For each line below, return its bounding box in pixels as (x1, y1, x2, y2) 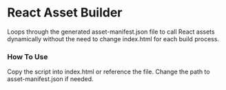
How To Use (7, 52, 48, 61)
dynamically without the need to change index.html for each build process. (7, 34, 219, 43)
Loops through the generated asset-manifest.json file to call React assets (7, 27, 215, 36)
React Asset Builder (7, 5, 123, 21)
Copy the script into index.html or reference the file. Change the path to (7, 67, 210, 76)
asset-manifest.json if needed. (7, 75, 94, 83)
